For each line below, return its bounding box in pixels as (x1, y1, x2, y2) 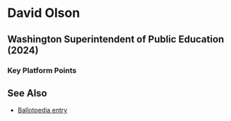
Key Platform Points (7, 65, 77, 75)
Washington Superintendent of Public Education (7, 33, 225, 45)
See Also (7, 87, 47, 99)
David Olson (7, 5, 81, 21)
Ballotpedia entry (17, 106, 68, 115)
